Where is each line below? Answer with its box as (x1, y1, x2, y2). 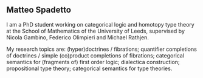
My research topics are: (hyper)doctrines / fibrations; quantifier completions (6, 45, 198, 53)
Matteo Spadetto (6, 5, 72, 15)
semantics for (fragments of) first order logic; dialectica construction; (6, 58, 181, 65)
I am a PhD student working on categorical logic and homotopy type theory (6, 21, 194, 28)
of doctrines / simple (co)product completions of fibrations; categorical (6, 51, 184, 59)
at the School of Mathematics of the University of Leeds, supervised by (6, 27, 185, 34)
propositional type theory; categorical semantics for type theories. (6, 65, 173, 72)
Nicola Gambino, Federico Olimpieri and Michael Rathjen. (6, 33, 149, 41)
